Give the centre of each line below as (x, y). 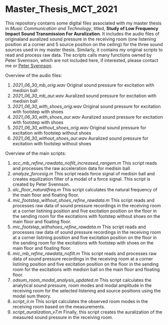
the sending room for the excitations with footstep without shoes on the (86, 216)
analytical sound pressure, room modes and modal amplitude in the (82, 285)
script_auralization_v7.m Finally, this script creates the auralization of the (87, 312)
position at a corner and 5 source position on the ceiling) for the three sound (84, 44)
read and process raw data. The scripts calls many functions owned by (78, 55)
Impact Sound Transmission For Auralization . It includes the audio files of (82, 34)
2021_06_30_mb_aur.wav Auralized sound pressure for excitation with (84, 96)
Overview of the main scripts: (36, 153)
